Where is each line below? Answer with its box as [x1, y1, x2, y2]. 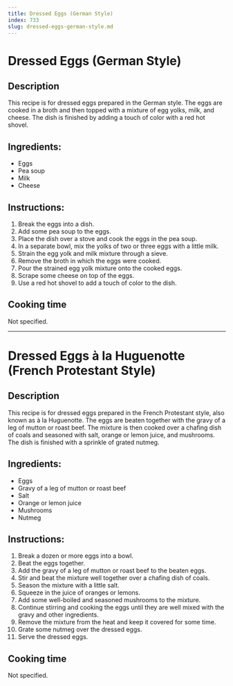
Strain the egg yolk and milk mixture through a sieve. [17, 249, 168, 257]
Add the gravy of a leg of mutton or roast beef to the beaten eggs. [17, 566, 207, 575]
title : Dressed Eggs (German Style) [8, 10, 113, 17]
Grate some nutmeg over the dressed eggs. [17, 625, 142, 634]
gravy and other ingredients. [17, 610, 99, 619]
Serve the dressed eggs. [17, 633, 88, 641]
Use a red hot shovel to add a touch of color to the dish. [17, 279, 177, 287]
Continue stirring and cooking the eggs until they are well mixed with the [17, 604, 225, 612]
